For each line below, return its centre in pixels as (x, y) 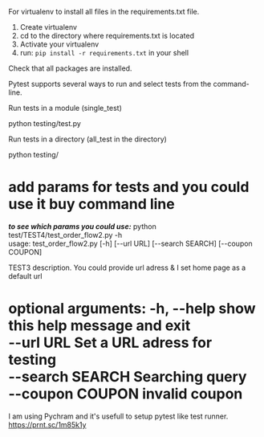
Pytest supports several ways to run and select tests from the (110, 84)
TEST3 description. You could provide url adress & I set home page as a (127, 268)
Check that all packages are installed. (70, 68)
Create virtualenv (49, 27)
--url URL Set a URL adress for (110, 343)
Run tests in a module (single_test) (65, 108)
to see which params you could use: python (82, 226)
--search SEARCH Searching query (128, 377)
